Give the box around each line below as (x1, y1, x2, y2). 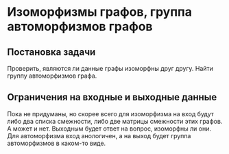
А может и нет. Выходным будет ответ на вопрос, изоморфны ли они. (7, 124, 211, 133)
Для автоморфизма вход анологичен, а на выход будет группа (7, 131, 191, 140)
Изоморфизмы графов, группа (7, 4, 193, 20)
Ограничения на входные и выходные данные (7, 91, 217, 103)
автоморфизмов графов (7, 19, 153, 34)
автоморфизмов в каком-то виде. (7, 139, 106, 147)
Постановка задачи (7, 46, 96, 58)
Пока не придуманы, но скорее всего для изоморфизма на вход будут (7, 109, 214, 118)
